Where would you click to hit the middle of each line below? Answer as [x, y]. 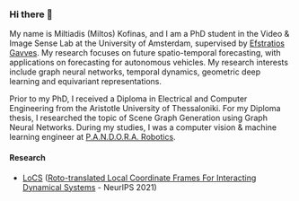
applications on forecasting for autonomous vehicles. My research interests [149, 63]
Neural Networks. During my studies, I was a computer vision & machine [143, 127]
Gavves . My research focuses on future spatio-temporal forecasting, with [145, 53]
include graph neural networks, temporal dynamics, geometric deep [135, 72]
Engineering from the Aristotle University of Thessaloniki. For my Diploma [145, 109]
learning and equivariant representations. [86, 82]
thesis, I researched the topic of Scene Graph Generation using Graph [138, 118]
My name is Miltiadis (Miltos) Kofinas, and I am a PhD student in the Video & [149, 34]
